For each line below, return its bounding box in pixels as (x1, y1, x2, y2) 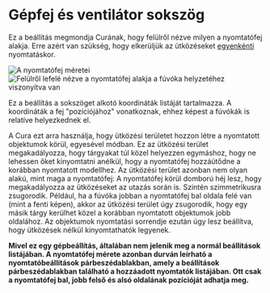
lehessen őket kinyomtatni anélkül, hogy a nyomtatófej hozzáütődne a (8, 156, 241, 166)
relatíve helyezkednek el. (8, 115, 91, 124)
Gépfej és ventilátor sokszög (8, 6, 205, 24)
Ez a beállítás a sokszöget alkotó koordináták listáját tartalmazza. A (8, 98, 232, 107)
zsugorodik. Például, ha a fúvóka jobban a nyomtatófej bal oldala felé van (8, 190, 252, 200)
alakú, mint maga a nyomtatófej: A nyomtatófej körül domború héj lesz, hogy (8, 174, 263, 183)
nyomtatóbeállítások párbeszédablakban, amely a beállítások (8, 257, 220, 267)
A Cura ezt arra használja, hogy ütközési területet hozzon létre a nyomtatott (8, 131, 260, 140)
